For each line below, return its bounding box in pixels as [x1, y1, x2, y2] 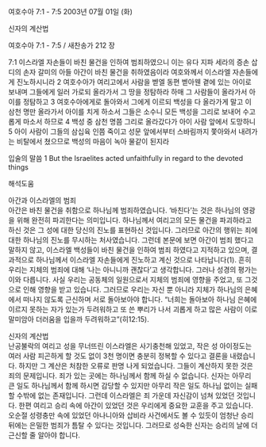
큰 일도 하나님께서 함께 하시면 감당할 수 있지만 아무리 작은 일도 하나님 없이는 [8, 381, 244, 390]
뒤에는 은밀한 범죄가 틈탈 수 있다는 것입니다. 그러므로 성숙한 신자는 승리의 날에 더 [8, 421, 258, 430]
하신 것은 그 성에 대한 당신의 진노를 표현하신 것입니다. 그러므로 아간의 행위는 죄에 [8, 225, 258, 235]
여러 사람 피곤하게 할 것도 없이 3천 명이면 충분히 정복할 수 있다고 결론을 [8, 351, 229, 361]
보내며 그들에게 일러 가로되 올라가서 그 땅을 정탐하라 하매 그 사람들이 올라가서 [8, 87, 248, 97]
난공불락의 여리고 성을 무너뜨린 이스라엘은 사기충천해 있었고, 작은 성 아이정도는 [8, 342, 253, 350]
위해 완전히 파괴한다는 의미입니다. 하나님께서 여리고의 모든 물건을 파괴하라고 [16, 216, 253, 224]
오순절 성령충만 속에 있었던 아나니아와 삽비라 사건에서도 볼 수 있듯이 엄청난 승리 [8, 411, 254, 420]
